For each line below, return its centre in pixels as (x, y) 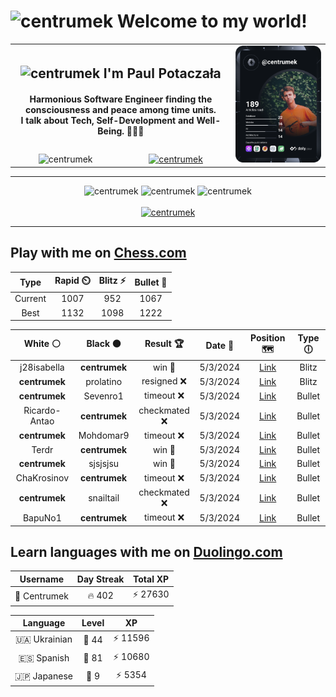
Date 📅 (220, 345)
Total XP (151, 579)
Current (30, 299)
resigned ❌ (164, 381)
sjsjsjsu (104, 464)
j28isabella (42, 367)
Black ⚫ (104, 344)
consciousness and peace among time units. (121, 110)
